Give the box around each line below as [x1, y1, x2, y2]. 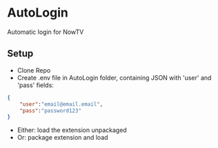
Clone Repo [17, 66, 51, 74]
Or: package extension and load [17, 133, 108, 142]
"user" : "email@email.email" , [19, 100, 103, 108]
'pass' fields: [17, 81, 54, 89]
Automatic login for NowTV [7, 28, 84, 36]
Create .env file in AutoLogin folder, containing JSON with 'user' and [17, 73, 212, 82]
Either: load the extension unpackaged [17, 126, 128, 134]
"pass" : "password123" [19, 107, 81, 114]
